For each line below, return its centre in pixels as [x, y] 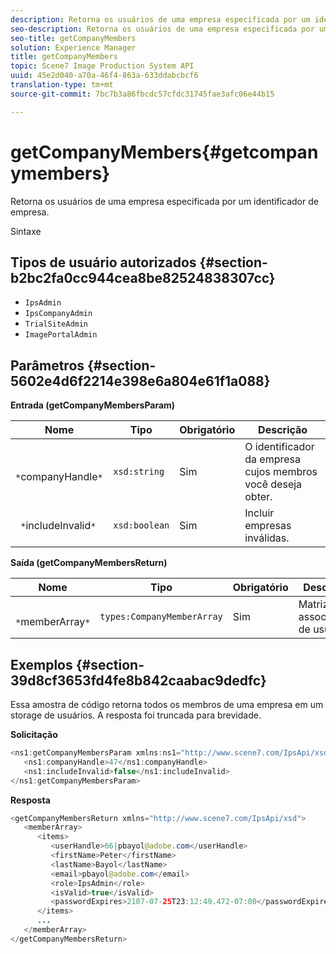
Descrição [283, 430]
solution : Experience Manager [73, 47]
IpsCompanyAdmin [58, 314]
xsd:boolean [141, 525]
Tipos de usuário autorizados [103, 262]
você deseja [273, 484]
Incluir [259, 513]
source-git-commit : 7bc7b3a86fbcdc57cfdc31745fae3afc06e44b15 [142, 94]
